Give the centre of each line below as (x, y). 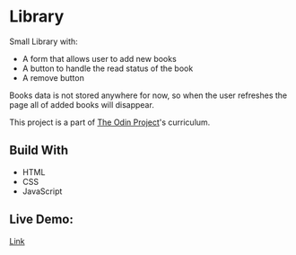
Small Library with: (44, 41)
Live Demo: (41, 220)
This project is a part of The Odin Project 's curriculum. (110, 122)
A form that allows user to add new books (99, 58)
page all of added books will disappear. (82, 104)
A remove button (53, 77)
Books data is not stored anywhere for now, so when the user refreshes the (148, 95)
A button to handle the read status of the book (108, 68)
